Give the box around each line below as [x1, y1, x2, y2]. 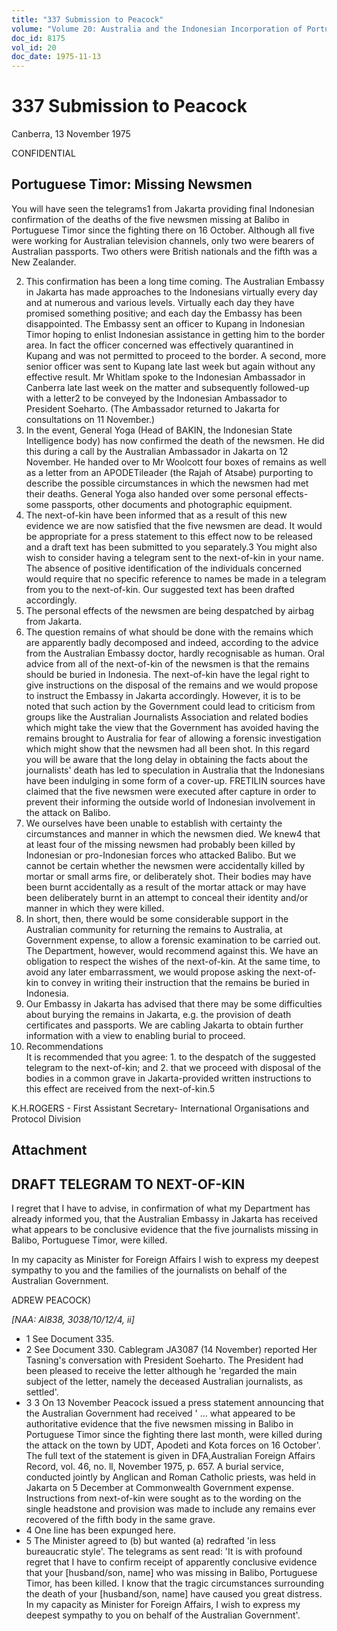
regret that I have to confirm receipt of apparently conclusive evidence [25, 1556, 318, 1568]
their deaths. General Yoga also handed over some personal [25, 487, 274, 500]
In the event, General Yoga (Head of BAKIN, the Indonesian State [25, 424, 293, 436]
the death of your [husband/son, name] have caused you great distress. [25, 1588, 323, 1600]
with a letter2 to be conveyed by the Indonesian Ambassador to [25, 392, 288, 404]
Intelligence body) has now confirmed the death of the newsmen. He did [25, 434, 325, 446]
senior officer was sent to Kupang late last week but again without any [25, 360, 316, 372]
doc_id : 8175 [11, 33, 66, 43]
